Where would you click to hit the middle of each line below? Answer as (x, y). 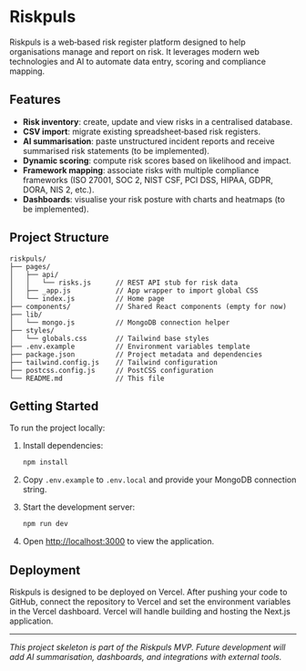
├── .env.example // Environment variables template (130, 346)
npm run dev (45, 524)
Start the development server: (79, 507)
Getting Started (54, 406)
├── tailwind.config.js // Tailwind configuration (114, 362)
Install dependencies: (63, 446)
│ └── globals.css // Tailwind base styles (109, 338)
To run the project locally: (57, 428)
